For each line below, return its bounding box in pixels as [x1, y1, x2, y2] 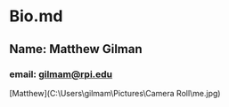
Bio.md [9, 6, 63, 27]
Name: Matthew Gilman [9, 42, 143, 57]
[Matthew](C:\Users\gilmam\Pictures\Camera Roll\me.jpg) [9, 88, 221, 98]
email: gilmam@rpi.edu [9, 68, 113, 80]
